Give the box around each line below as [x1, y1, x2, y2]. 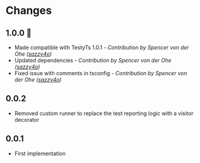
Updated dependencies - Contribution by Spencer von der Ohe [14, 57, 172, 64]
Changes [5, 4, 52, 18]
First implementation [14, 150, 66, 157]
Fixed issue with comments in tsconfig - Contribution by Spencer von [14, 70, 187, 76]
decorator [14, 116, 40, 123]
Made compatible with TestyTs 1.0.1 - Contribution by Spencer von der [14, 44, 189, 51]
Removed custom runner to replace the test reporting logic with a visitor [14, 110, 194, 117]
